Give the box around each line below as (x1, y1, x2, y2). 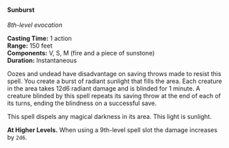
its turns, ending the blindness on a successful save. (7, 99, 157, 107)
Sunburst (7, 6, 35, 14)
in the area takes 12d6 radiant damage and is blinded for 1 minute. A (7, 84, 201, 93)
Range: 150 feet (7, 41, 53, 50)
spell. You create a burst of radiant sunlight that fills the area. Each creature (7, 77, 223, 86)
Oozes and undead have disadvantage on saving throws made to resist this (7, 70, 221, 78)
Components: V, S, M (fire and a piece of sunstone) (7, 49, 155, 57)
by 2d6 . (7, 133, 28, 142)
